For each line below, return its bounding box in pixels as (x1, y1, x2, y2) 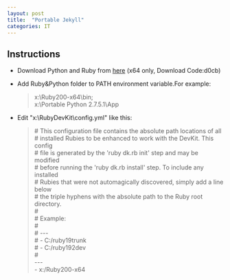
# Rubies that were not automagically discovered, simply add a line (34, 178, 224, 186)
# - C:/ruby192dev (34, 244, 87, 252)
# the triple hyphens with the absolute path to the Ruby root (34, 193, 203, 201)
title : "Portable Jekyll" (7, 16, 84, 23)
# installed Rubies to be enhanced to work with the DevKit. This (34, 135, 214, 143)
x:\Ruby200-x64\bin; (34, 93, 94, 102)
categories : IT (7, 23, 51, 30)
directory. (34, 200, 62, 208)
